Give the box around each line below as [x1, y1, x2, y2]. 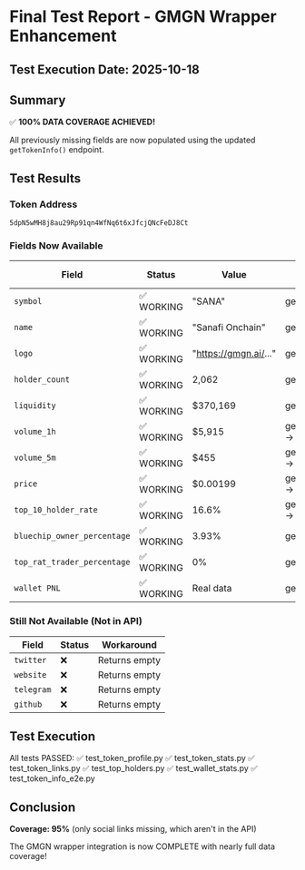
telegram [14, 684, 52, 695]
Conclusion [9, 799, 76, 815]
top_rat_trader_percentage [14, 557, 131, 568]
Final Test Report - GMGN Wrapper [9, 6, 277, 27]
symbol [14, 297, 43, 307]
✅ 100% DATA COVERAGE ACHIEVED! [9, 116, 156, 128]
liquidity [14, 401, 56, 411]
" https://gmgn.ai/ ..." [192, 347, 277, 360]
